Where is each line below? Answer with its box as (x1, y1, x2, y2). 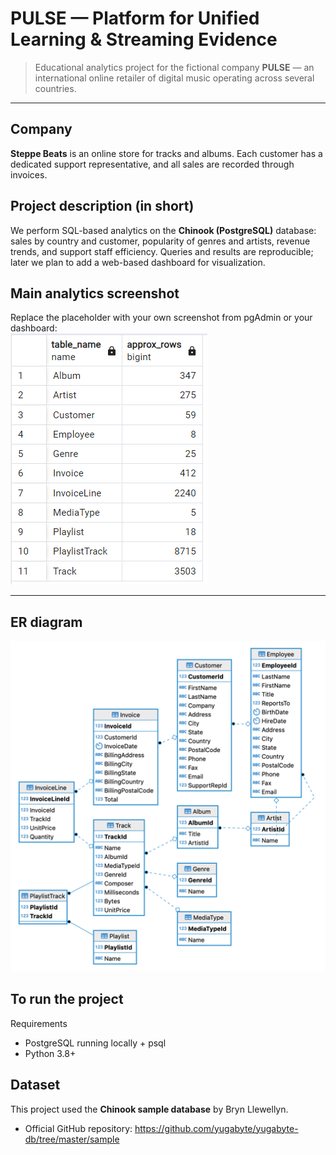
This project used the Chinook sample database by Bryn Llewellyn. (10, 1103, 289, 1115)
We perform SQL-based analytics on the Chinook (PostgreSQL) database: (10, 224, 317, 236)
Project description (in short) (10, 198, 195, 215)
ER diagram (10, 613, 83, 631)
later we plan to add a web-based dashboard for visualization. (10, 256, 266, 268)
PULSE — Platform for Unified (10, 7, 260, 30)
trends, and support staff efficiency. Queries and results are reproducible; (10, 245, 314, 257)
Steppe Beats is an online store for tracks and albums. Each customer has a (10, 147, 323, 159)
